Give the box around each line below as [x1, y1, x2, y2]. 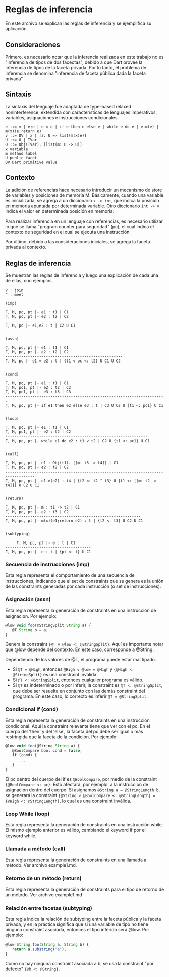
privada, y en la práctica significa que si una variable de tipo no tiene [5, 921, 149, 927]
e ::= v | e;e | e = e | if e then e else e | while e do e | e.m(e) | [5, 124, 159, 129]
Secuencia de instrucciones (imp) [5, 561, 90, 568]
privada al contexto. [5, 244, 47, 250]
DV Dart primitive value [5, 160, 58, 165]
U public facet [5, 155, 37, 160]
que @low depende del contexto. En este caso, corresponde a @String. [5, 646, 154, 653]
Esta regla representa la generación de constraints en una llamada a [5, 857, 147, 863]
